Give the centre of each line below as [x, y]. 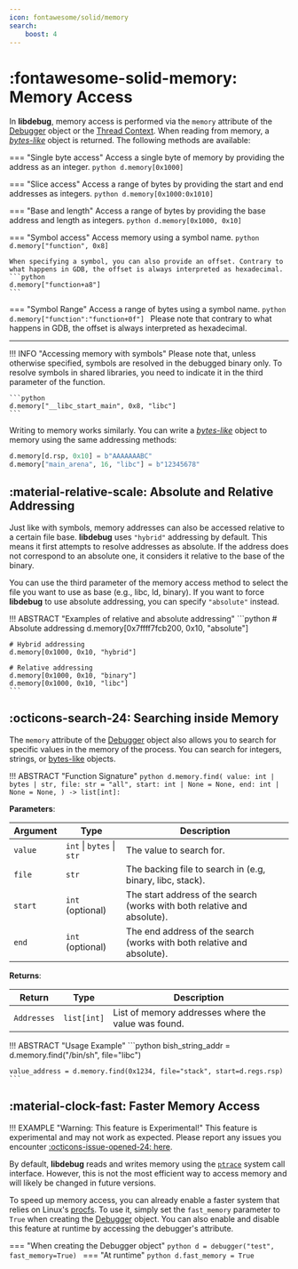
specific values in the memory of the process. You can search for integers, [145, 749]
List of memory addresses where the [189, 1012]
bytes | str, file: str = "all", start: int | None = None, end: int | [144, 784]
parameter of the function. [57, 382]
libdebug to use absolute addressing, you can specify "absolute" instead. [144, 601]
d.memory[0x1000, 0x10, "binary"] [73, 675]
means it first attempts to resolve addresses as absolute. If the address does [149, 546]
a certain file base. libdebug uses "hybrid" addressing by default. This [138, 537]
